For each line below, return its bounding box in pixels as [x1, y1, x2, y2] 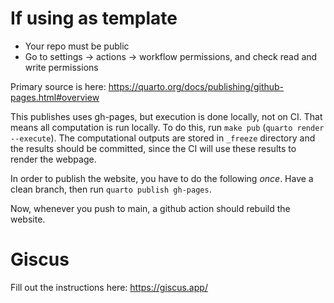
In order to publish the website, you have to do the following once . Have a [10, 172, 314, 184]
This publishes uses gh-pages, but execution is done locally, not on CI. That [10, 110, 323, 122]
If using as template [10, 7, 178, 30]
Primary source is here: [10, 80, 107, 92]
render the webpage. [10, 153, 97, 165]
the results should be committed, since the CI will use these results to [10, 142, 297, 154]
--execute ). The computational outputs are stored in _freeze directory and [10, 132, 316, 144]
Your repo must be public [24, 40, 130, 52]
